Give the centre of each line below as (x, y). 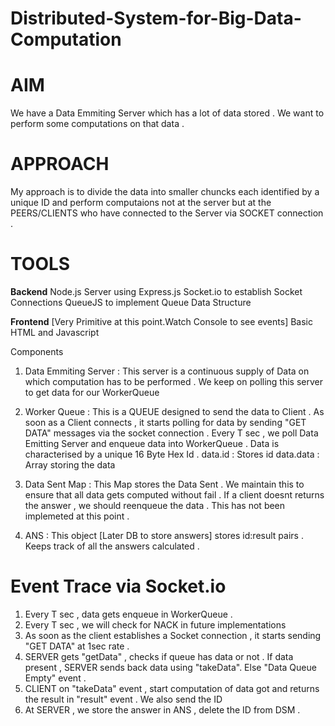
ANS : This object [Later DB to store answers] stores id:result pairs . (164, 535)
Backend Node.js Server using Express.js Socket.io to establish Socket (156, 291)
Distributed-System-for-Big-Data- (156, 18)
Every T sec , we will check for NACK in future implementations (155, 624)
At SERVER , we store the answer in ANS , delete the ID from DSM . (162, 709)
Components (37, 351)
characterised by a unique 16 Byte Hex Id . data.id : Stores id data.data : (172, 454)
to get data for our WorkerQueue (92, 392)
